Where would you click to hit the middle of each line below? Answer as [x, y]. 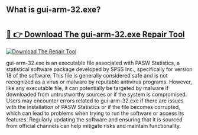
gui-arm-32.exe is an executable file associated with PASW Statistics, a [93, 63]
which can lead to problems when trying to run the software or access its [95, 113]
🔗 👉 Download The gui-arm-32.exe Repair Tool [95, 34]
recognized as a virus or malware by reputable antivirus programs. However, [99, 82]
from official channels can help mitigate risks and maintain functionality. [94, 126]
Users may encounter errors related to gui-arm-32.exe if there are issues [95, 101]
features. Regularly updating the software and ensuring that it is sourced [94, 120]
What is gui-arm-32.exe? [53, 10]
